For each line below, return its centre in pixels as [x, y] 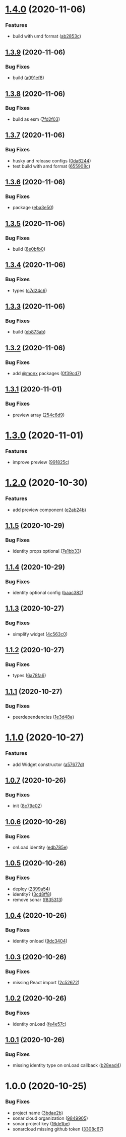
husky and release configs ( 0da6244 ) [52, 160]
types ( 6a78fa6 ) [29, 676]
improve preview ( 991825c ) [41, 462]
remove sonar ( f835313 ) [38, 899]
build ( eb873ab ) [29, 332]
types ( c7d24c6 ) [30, 290]
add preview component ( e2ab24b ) [49, 510]
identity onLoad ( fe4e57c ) [40, 1024]
